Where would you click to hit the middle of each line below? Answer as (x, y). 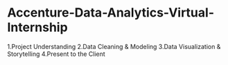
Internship (37, 27)
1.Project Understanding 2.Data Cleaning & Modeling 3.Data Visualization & (114, 46)
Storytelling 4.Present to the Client (56, 54)
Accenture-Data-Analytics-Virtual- (111, 13)
